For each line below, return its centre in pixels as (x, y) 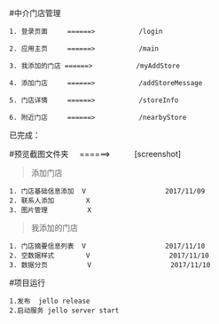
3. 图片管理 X (50, 210)
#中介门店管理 (35, 13)
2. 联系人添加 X (50, 201)
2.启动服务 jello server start (64, 311)
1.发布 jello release (50, 301)
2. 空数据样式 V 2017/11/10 (109, 256)
